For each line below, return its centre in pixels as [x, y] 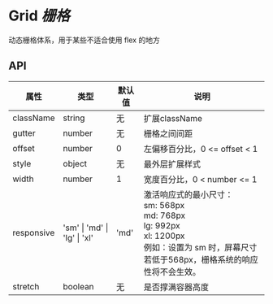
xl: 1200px [164, 236]
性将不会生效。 [172, 271]
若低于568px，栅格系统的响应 [201, 259]
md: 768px [164, 215]
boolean [79, 286]
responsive [34, 232]
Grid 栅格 [39, 16]
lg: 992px [162, 225]
